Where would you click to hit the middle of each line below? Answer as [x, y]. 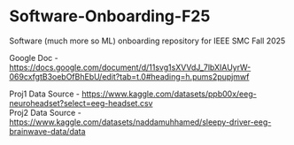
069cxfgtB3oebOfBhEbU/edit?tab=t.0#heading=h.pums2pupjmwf [129, 76]
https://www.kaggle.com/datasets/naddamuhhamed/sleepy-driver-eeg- [140, 122]
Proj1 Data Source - [45, 94]
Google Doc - [34, 57]
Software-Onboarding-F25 [110, 16]
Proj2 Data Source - [45, 112]
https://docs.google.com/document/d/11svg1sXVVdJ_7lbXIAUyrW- [130, 67]
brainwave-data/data [47, 131]
